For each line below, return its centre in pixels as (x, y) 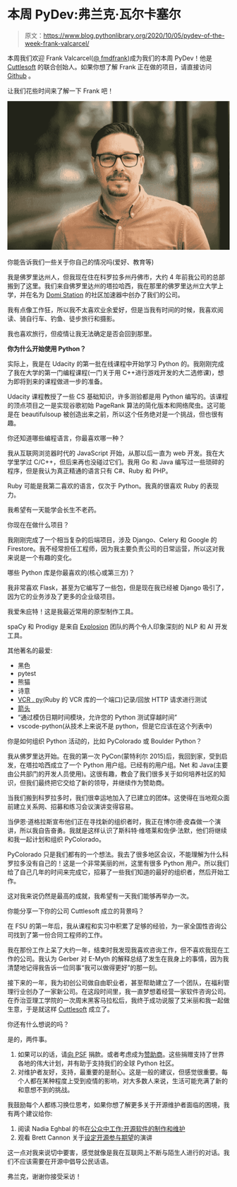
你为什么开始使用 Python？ (47, 349)
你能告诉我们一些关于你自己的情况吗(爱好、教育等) (81, 262)
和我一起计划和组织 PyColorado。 (56, 839)
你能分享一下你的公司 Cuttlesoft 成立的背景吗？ (76, 911)
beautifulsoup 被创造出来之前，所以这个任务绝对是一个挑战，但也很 (119, 414)
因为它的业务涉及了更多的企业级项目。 (63, 597)
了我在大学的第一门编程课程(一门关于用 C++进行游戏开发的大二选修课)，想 (116, 373)
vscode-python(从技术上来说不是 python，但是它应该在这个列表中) (115, 726)
